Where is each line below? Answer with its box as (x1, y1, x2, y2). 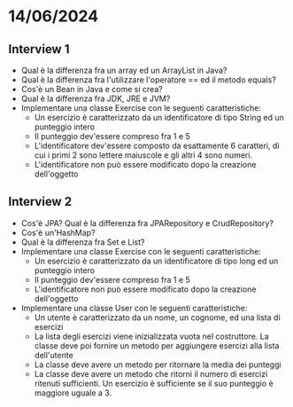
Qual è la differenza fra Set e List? (20, 237, 145, 247)
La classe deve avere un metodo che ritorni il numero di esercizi (34, 368, 268, 379)
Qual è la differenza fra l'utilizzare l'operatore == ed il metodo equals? (20, 74, 276, 85)
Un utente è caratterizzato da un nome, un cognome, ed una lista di (34, 312, 281, 323)
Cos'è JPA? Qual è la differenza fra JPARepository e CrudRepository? (20, 217, 274, 228)
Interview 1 (8, 42, 70, 57)
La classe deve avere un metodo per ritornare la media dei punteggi (34, 359, 281, 370)
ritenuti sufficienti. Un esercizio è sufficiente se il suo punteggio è (34, 378, 274, 388)
